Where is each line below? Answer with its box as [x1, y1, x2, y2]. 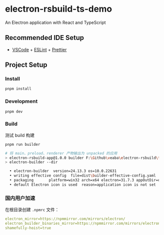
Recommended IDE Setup [5, 34, 84, 42]
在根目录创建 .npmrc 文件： [5, 207, 60, 213]
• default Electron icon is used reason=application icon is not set [9, 182, 156, 187]
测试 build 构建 [5, 132, 35, 138]
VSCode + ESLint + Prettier [12, 46, 67, 52]
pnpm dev [5, 109, 23, 114]
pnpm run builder [5, 142, 41, 147]
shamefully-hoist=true [5, 225, 51, 230]
